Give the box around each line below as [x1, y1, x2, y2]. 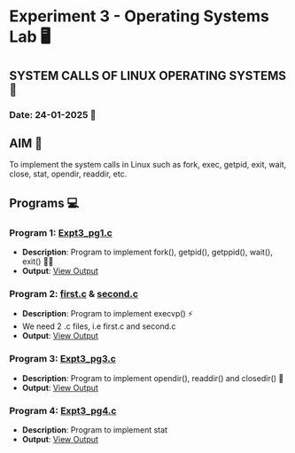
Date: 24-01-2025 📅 [9, 108, 97, 121]
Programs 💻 [9, 195, 80, 210]
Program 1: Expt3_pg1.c [9, 226, 113, 238]
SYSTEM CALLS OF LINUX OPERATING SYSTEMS [9, 68, 286, 83]
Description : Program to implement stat [21, 424, 168, 435]
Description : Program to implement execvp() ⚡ [21, 309, 193, 319]
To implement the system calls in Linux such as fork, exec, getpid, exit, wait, [9, 160, 287, 170]
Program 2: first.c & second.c [9, 287, 139, 300]
